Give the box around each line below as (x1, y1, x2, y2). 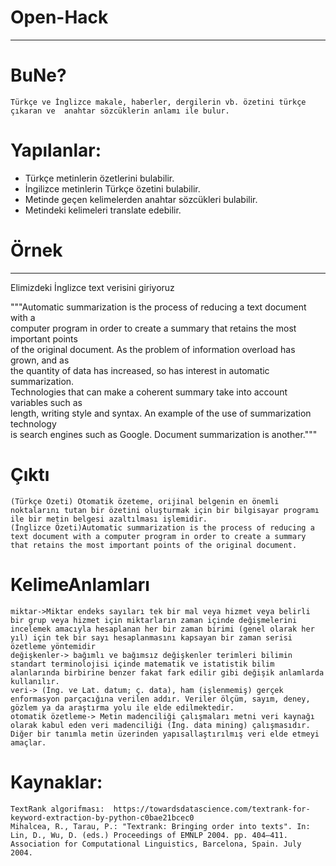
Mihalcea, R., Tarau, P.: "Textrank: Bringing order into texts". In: (10, 821, 311, 831)
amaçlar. (10, 737, 47, 748)
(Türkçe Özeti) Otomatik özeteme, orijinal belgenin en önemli (10, 496, 280, 506)
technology (10, 417, 57, 430)
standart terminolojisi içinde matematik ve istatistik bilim (10, 659, 275, 669)
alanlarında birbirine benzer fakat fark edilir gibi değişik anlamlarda (10, 667, 325, 678)
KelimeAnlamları (10, 573, 150, 596)
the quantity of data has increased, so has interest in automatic (10, 364, 270, 376)
